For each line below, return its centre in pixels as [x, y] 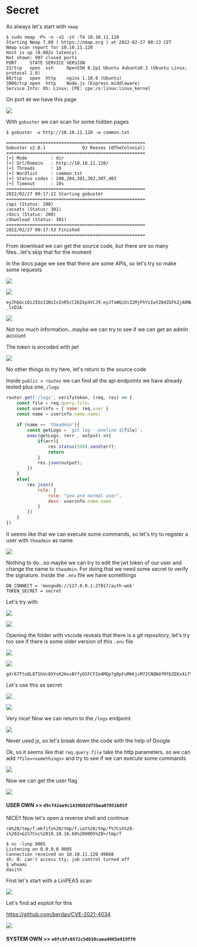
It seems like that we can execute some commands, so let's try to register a [97, 534]
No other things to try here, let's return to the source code [76, 369]
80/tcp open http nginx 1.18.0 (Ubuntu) [64, 78]
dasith [14, 870]
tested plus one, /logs [33, 387]
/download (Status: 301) [36, 219]
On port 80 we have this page [41, 99]
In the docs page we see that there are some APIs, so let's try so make [91, 263]
